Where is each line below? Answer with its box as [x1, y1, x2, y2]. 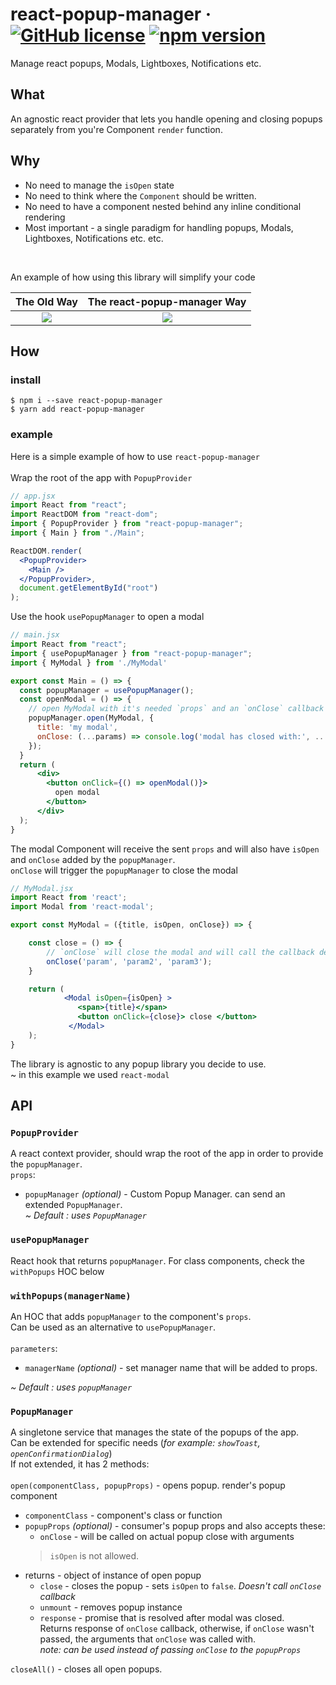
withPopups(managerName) [10, 1290, 132, 1302]
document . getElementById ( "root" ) [19, 583, 159, 593]
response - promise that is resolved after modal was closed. [39, 1612, 285, 1624]
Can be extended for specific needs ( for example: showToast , [10, 1437, 261, 1449]
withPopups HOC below [10, 1265, 105, 1277]
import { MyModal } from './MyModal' [10, 658, 168, 668]
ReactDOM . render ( [10, 546, 83, 556]
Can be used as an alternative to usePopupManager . [10, 1321, 217, 1333]
